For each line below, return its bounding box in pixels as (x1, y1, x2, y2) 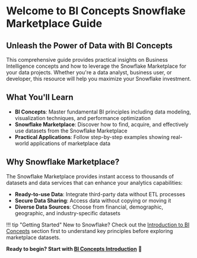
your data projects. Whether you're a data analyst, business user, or (6, 69, 172, 75)
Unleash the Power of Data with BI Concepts (6, 40, 173, 51)
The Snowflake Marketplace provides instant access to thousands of (6, 172, 174, 180)
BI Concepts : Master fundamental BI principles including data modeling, (14, 108, 191, 115)
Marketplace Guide (6, 17, 103, 30)
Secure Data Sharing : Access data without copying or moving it (14, 197, 171, 204)
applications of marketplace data (30, 140, 111, 147)
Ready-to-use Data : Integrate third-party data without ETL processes (14, 190, 186, 197)
